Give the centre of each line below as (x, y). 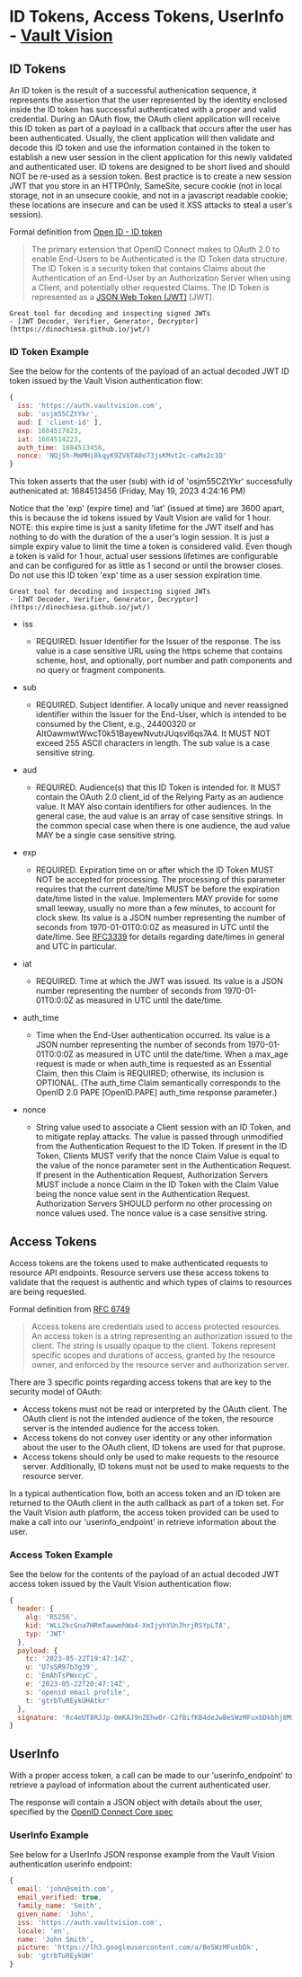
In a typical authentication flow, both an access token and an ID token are (145, 1493)
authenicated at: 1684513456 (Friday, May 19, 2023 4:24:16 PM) (128, 491)
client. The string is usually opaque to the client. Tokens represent (153, 1345)
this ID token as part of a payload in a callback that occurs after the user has (151, 129)
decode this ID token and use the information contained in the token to (140, 147)
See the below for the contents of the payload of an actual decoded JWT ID (150, 371)
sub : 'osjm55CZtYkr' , (58, 414)
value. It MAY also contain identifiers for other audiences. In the (153, 807)
